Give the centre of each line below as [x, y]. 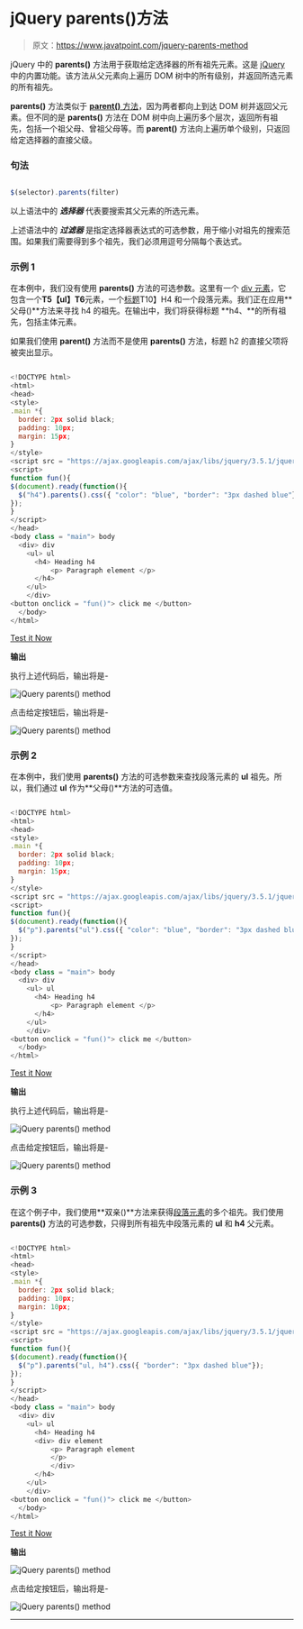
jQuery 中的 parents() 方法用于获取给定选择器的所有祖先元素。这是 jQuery [148, 64]
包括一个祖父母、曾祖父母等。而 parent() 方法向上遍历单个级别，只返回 [158, 128]
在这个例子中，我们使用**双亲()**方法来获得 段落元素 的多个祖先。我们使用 [147, 1212]
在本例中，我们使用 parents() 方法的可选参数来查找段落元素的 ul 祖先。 [143, 776]
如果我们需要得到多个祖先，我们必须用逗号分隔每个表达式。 [136, 242]
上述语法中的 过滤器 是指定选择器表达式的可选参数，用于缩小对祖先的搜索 [146, 230]
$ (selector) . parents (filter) [65, 193]
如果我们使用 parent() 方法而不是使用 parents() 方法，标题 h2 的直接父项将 [149, 341]
